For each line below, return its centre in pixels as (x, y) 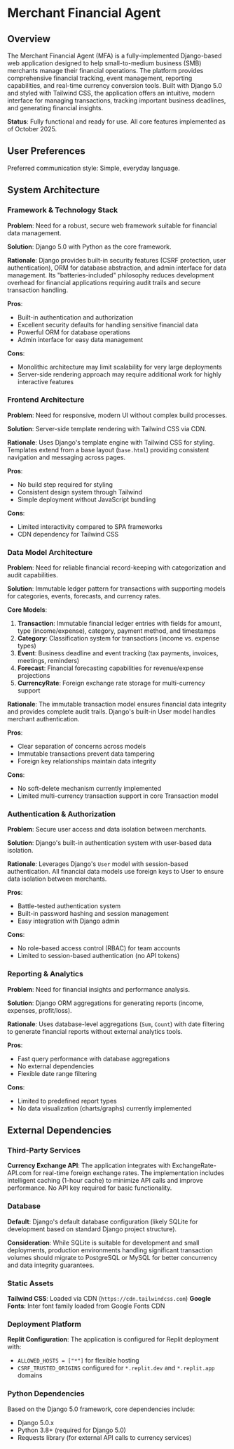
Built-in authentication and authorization (75, 317)
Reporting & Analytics (46, 974)
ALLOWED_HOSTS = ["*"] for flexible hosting (78, 1361)
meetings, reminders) (48, 661)
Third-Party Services (44, 1150)
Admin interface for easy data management (80, 339)
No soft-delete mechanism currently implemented (89, 789)
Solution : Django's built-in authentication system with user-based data (110, 843)
